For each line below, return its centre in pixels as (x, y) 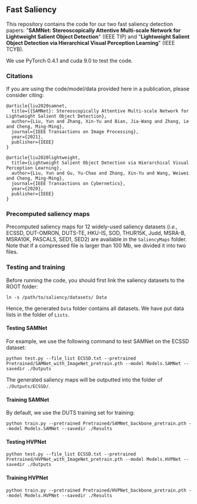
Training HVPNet (27, 477)
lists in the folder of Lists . (38, 314)
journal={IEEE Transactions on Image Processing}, (75, 132)
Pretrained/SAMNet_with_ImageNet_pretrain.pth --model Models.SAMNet (94, 363)
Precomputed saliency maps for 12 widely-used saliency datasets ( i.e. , (92, 227)
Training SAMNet (28, 399)
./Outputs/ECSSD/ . (28, 386)
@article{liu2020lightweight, (43, 158)
